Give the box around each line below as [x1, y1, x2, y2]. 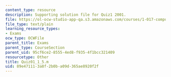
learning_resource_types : [5, 26, 60, 31]
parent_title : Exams [5, 41, 49, 46]
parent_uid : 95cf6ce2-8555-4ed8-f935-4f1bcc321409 [5, 50, 115, 55]
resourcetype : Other [5, 54, 49, 60]
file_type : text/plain [5, 21, 53, 27]
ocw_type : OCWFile [5, 36, 44, 41]
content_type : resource [5, 7, 56, 13]
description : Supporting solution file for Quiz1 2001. [5, 12, 126, 17]
